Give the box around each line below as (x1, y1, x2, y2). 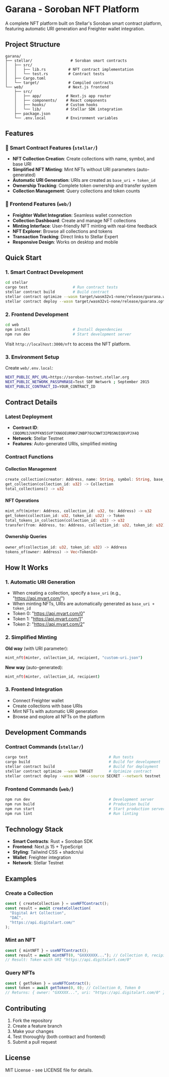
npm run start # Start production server (5, 806, 165, 811)
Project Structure (5, 40, 60, 49)
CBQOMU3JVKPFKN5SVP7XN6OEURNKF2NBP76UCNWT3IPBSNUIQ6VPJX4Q (12, 431, 139, 436)
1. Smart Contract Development (5, 269, 83, 276)
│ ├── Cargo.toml (5, 76, 46, 81)
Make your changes (12, 1029, 54, 1035)
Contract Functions (5, 453, 54, 460)
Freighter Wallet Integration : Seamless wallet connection (12, 212, 132, 218)
